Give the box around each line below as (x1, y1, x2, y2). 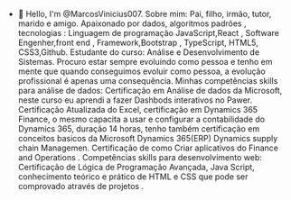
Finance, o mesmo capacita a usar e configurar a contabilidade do (17, 114, 265, 124)
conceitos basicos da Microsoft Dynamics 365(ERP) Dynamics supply (17, 133, 278, 143)
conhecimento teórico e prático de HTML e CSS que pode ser (17, 171, 249, 182)
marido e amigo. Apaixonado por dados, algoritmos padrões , (17, 18, 247, 29)
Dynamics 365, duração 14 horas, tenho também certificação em (17, 123, 260, 134)
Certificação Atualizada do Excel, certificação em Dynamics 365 (17, 105, 258, 114)
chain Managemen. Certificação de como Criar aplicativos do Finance (17, 142, 278, 153)
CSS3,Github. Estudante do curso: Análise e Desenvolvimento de (17, 47, 260, 58)
